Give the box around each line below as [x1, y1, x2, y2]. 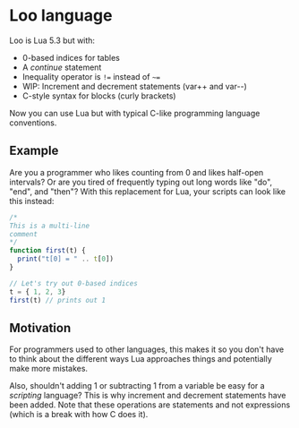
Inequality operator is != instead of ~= [21, 71, 161, 81]
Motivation [9, 320, 72, 336]
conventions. [9, 117, 57, 128]
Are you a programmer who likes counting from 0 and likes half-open [9, 167, 264, 177]
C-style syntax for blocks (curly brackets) [21, 90, 176, 101]
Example [9, 143, 59, 158]
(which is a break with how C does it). [9, 409, 149, 420]
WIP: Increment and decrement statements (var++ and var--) [21, 81, 248, 91]
